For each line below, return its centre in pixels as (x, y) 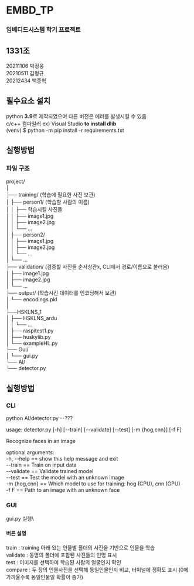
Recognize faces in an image (41, 441)
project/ (16, 182)
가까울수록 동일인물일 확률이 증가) (45, 577)
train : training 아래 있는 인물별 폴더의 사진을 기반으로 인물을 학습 (81, 547)
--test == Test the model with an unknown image (65, 478)
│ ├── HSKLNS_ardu (32, 318)
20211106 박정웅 (25, 66)
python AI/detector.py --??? (40, 418)
